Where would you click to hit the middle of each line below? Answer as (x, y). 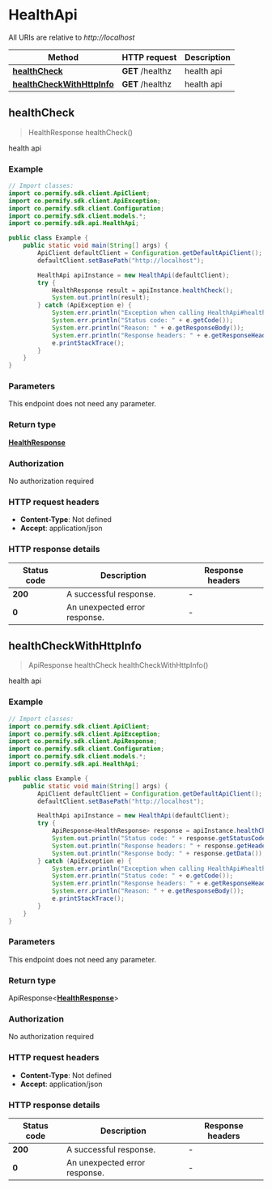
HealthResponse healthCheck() (81, 132)
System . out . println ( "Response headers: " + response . (144, 846)
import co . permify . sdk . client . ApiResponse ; (83, 741)
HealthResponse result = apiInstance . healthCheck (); (142, 290)
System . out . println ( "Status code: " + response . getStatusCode (159, 839)
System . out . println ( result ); (101, 298)
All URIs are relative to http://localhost (72, 37)
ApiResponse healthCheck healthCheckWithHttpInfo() (118, 665)
